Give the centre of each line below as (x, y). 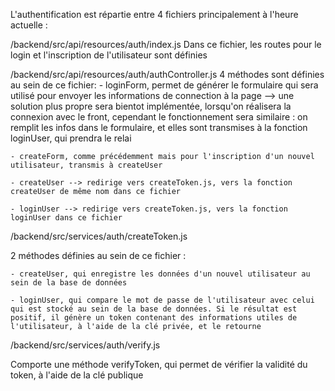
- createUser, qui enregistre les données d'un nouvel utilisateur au (160, 274)
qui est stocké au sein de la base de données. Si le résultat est (154, 309)
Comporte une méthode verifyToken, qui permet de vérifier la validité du (159, 364)
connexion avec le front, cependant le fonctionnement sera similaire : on (159, 117)
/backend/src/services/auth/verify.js (85, 345)
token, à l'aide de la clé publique (77, 375)
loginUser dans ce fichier (66, 218)
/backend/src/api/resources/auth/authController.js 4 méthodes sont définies (167, 74)
